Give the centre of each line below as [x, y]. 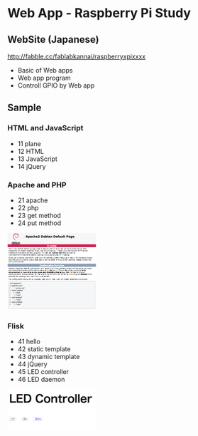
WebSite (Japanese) [53, 40]
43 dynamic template [49, 357]
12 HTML [31, 151]
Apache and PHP [37, 185]
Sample [24, 108]
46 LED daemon [41, 380]
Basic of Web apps [45, 70]
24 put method [39, 223]
